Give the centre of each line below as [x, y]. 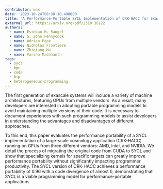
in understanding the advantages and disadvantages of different [69, 121]
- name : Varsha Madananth [36, 54]
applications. [18, 181]
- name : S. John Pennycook [37, 37]
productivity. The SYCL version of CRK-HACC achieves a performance [75, 166]
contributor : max [23, 9]
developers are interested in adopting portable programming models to [76, 105]
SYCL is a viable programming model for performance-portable [68, 176]
